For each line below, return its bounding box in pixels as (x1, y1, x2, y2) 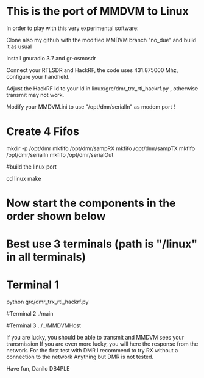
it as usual (6, 43, 32, 50)
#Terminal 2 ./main (6, 310, 54, 318)
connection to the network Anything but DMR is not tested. (6, 353, 154, 361)
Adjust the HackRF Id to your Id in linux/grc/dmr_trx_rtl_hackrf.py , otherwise (6, 84, 199, 92)
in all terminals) (6, 250, 86, 264)
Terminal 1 (6, 278, 59, 292)
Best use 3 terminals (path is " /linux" (6, 237, 198, 251)
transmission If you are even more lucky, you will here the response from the (6, 340, 199, 347)
